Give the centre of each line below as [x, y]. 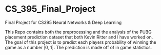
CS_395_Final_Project [50, 9]
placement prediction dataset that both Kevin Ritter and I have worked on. [79, 37]
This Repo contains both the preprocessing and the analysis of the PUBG [79, 32]
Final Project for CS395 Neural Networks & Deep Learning [63, 22]
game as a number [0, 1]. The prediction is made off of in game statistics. [79, 47]
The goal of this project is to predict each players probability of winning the [81, 42]
